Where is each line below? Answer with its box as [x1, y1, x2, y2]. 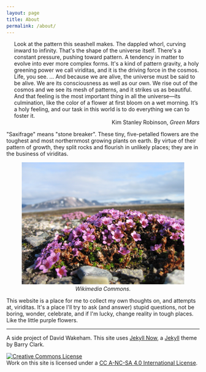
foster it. [14, 112, 36, 120]
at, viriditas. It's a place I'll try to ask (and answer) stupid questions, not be [6, 304, 195, 311]
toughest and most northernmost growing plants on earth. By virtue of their [6, 137, 196, 144]
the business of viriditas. [6, 150, 69, 158]
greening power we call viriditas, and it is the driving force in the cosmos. [14, 66, 199, 74]
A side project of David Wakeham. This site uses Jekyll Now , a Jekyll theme [6, 335, 197, 342]
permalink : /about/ [6, 23, 56, 29]
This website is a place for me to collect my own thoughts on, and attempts [6, 297, 196, 304]
